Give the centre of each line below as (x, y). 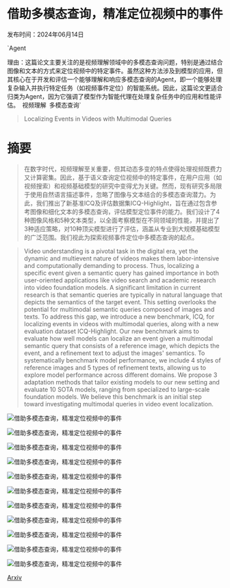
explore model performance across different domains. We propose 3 (120, 375)
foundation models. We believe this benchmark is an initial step (113, 396)
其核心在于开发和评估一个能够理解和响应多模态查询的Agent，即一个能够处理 (115, 79)
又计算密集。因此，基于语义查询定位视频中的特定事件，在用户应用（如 (123, 177)
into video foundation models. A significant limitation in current (112, 287)
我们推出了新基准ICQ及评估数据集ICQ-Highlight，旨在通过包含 (124, 203)
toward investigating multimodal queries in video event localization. (119, 404)
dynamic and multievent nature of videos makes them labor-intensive (122, 258)
